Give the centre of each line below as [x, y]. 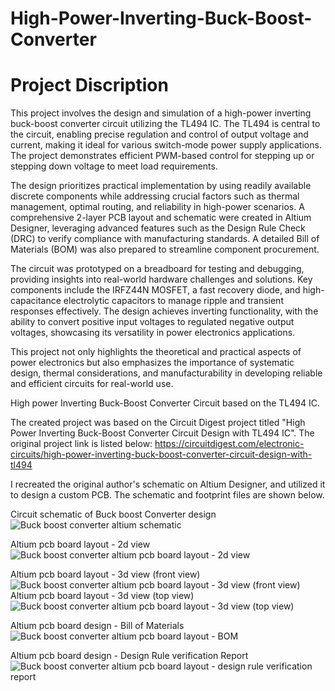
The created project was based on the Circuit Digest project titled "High [158, 423]
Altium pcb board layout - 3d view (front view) [105, 574]
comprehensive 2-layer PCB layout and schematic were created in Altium [161, 218]
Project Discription [89, 85]
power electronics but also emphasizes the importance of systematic [152, 363]
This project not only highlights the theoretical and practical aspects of [156, 352]
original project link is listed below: [81, 444]
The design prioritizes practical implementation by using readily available [161, 186]
